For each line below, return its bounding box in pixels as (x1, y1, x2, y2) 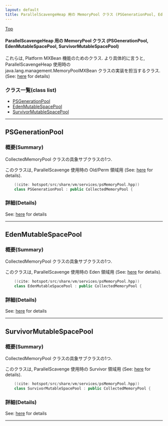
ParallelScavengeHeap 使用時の (5, 61, 71, 67)
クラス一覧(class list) (5, 86, 56, 93)
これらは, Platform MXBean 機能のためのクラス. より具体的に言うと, (5, 55, 145, 61)
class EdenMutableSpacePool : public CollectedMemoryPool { (14, 284, 142, 289)
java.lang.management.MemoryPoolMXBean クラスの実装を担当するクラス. (5, 67, 161, 73)
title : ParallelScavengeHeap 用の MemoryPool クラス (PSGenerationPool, (5, 12, 156, 17)
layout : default (5, 7, 39, 12)
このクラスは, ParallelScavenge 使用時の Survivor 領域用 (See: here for (5, 366, 151, 372)
